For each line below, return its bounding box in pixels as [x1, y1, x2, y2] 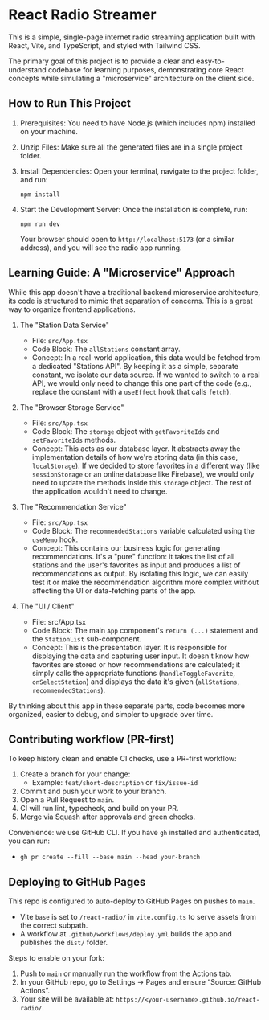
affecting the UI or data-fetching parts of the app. [31, 585, 197, 596]
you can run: [8, 836, 51, 846]
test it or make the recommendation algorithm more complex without [31, 577, 259, 587]
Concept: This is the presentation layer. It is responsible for [31, 642, 227, 652]
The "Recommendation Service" [19, 502, 127, 511]
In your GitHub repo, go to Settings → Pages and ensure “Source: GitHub [19, 977, 262, 987]
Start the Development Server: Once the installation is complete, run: [19, 204, 247, 214]
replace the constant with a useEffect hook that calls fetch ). [31, 387, 231, 396]
